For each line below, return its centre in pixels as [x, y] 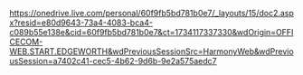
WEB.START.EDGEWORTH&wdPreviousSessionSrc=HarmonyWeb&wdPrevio [151, 52]
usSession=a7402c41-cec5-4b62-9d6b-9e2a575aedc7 [113, 61]
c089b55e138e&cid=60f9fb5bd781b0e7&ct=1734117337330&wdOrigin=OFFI [151, 32]
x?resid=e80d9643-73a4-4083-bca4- [81, 23]
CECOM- [26, 42]
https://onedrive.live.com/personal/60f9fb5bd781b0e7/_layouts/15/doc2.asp [151, 13]
